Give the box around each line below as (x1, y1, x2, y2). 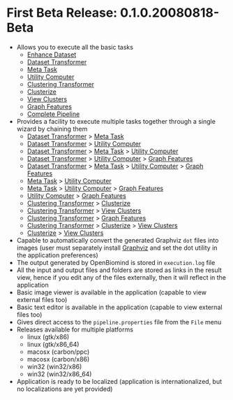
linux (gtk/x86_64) (27, 340, 80, 348)
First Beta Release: (6, 5, 118, 21)
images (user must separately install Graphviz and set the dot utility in (16, 243, 218, 252)
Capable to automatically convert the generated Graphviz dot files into (16, 236, 219, 244)
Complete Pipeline (27, 110, 80, 118)
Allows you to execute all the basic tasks (16, 43, 134, 51)
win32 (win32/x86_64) (27, 369, 92, 378)
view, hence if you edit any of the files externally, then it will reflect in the (16, 273, 227, 281)
